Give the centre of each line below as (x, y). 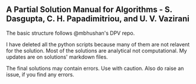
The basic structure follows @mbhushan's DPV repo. (71, 33)
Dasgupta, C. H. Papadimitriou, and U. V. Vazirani (98, 19)
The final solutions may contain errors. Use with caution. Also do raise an (95, 68)
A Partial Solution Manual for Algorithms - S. (89, 10)
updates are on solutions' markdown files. (57, 57)
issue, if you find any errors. (40, 74)
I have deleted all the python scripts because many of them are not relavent (98, 44)
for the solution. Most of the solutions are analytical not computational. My (97, 51)
